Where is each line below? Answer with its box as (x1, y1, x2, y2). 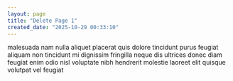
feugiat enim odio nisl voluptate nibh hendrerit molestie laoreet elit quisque (7, 58, 226, 67)
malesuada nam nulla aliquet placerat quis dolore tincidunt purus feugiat (7, 43, 219, 52)
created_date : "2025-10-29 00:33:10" (7, 23, 119, 31)
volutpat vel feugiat (7, 65, 64, 75)
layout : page (7, 10, 46, 18)
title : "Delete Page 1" (7, 17, 78, 24)
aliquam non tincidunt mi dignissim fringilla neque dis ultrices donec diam (7, 50, 222, 59)
